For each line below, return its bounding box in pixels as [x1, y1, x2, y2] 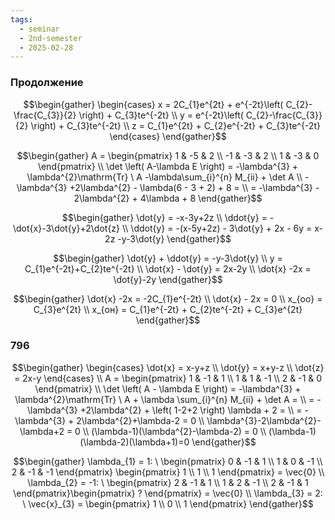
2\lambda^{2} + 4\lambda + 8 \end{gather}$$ [73, 192, 263, 204]
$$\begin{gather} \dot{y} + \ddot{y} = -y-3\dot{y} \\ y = [53, 252, 283, 264]
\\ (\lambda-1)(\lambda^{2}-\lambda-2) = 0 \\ [82, 425, 267, 437]
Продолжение [10, 76, 84, 90]
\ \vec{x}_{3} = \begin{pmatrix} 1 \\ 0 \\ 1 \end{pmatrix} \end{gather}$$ [22, 497, 314, 510]
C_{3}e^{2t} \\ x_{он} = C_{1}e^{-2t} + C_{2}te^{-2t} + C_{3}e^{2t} [33, 303, 303, 315]
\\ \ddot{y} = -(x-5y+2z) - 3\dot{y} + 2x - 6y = [122, 222, 313, 234]
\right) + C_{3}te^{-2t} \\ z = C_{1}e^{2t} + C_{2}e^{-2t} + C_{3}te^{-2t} [30, 119, 321, 131]
